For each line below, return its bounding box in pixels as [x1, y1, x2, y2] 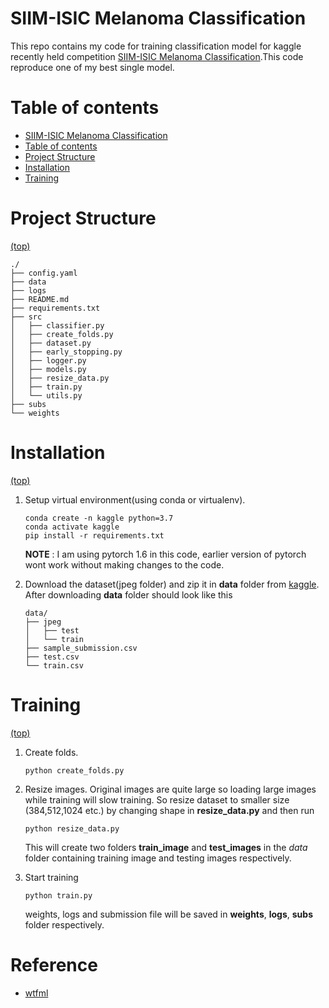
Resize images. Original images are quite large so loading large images [24, 783, 317, 795]
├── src [10, 312, 43, 322]
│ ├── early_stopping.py [10, 347, 123, 357]
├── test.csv [24, 652, 80, 662]
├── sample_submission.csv [24, 643, 138, 653]
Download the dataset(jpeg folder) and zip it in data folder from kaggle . [24, 578, 320, 590]
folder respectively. [24, 918, 105, 931]
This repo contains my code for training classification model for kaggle [10, 40, 302, 52]
